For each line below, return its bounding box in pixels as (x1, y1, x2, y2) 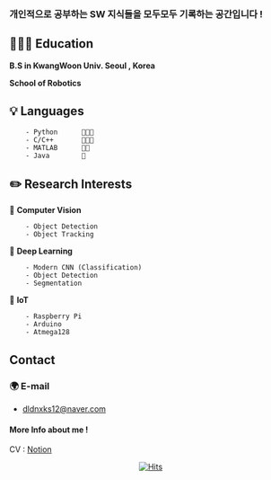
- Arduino (25, 320, 63, 329)
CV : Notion (9, 444, 52, 455)
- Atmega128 (25, 328, 70, 337)
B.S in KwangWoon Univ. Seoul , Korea (9, 60, 155, 71)
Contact (9, 352, 56, 368)
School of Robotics (9, 77, 82, 88)
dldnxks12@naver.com (22, 404, 106, 414)
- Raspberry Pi (25, 312, 83, 321)
